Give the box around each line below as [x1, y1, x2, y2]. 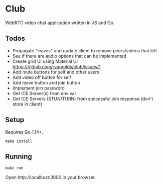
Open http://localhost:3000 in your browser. [5, 174, 96, 180]
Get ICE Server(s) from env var [12, 90, 77, 96]
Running [5, 152, 33, 161]
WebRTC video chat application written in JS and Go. [5, 20, 115, 26]
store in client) [12, 101, 43, 107]
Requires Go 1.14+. [5, 129, 44, 135]
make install [5, 139, 33, 144]
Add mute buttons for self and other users [12, 69, 99, 75]
